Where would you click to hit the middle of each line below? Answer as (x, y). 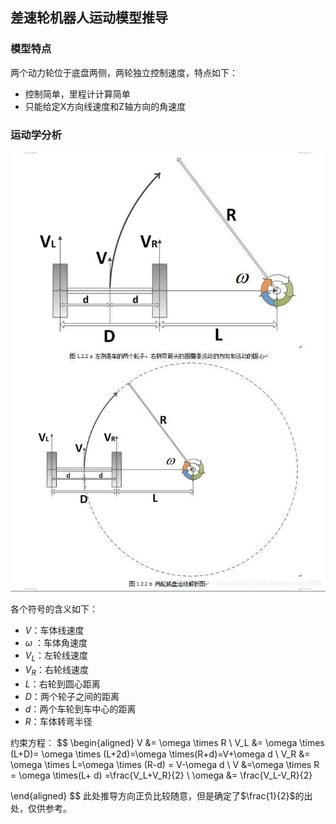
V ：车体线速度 (54, 630)
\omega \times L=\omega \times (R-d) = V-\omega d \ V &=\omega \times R (165, 764)
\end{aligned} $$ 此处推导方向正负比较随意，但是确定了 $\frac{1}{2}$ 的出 (161, 795)
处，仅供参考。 (41, 808)
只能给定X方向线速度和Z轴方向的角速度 (105, 106)
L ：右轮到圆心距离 (62, 684)
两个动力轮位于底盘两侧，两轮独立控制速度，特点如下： (124, 72)
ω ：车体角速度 (56, 642)
